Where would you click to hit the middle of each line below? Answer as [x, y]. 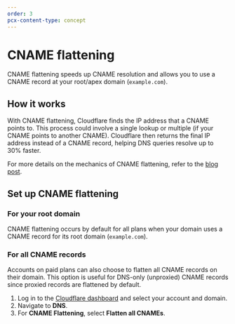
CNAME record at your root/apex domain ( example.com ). [88, 82]
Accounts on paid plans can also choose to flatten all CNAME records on [112, 270]
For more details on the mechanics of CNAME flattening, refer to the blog [113, 164]
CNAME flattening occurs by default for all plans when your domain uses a [115, 229]
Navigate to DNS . [42, 306]
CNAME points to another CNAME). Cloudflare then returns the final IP [109, 136]
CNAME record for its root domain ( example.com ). [78, 236]
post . [15, 172]
